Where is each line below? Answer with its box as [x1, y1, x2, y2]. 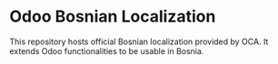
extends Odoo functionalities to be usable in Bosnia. [9, 45, 204, 56]
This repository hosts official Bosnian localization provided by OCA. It [9, 36, 269, 47]
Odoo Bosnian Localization [9, 6, 216, 27]
